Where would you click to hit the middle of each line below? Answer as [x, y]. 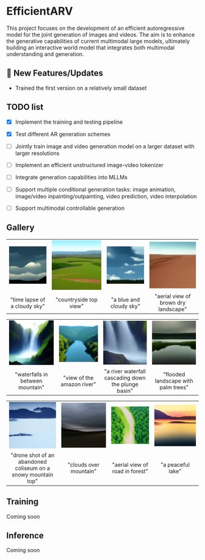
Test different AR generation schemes [63, 134]
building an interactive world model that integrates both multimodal [91, 48]
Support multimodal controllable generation [70, 208]
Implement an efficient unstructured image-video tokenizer [89, 165]
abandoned [32, 461]
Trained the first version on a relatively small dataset [81, 88]
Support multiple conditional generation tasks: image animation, [95, 189]
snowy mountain [33, 475]
